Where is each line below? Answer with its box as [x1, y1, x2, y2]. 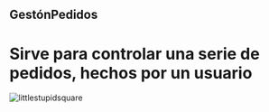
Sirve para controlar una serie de [9, 43, 260, 64]
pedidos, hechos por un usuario [9, 62, 253, 83]
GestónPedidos [9, 7, 98, 23]
